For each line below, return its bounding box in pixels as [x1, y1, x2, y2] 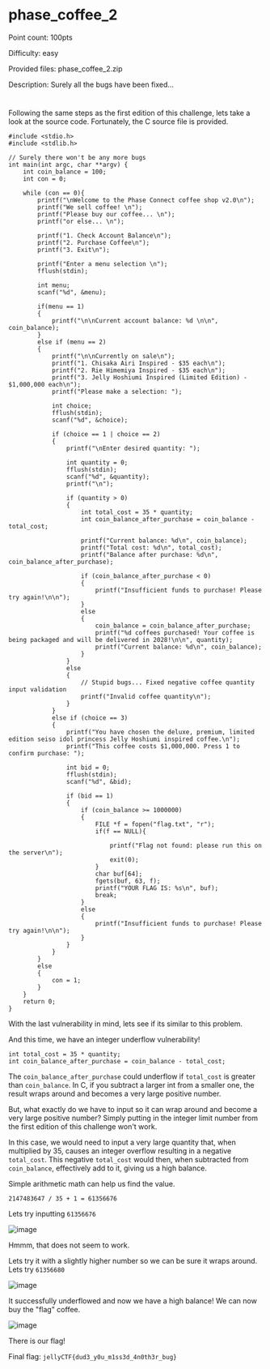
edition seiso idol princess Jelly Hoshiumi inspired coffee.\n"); [8, 735, 241, 743]
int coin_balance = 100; [23, 168, 107, 176]
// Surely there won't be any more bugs [8, 154, 147, 162]
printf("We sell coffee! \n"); [37, 203, 143, 212]
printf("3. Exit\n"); [37, 246, 111, 255]
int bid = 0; [65, 764, 111, 772]
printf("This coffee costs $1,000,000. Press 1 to [65, 742, 241, 751]
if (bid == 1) [65, 792, 114, 800]
